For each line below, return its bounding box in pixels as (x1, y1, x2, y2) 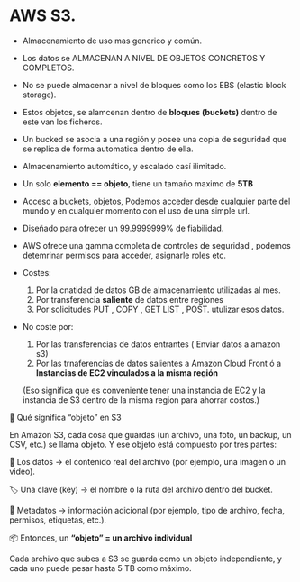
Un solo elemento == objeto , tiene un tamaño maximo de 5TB (22, 177, 254, 189)
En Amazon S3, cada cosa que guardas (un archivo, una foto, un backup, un (9, 429, 292, 440)
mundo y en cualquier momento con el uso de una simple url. (22, 205, 250, 216)
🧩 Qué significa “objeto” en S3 (9, 412, 122, 423)
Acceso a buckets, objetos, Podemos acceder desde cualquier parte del (22, 196, 291, 206)
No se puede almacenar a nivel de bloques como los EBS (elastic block (22, 79, 286, 90)
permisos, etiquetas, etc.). (9, 514, 106, 525)
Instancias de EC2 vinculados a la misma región (35, 367, 219, 378)
